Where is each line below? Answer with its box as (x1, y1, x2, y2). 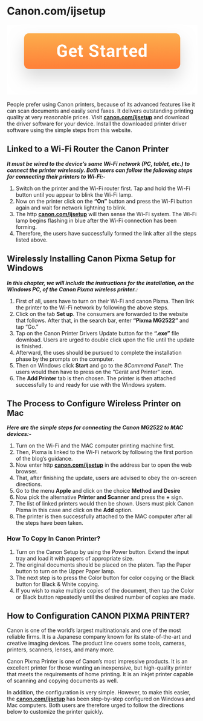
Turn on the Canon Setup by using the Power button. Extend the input (15, 548, 189, 555)
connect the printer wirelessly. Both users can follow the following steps (7, 166, 193, 174)
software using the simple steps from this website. (7, 126, 132, 134)
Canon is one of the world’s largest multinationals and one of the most (7, 627, 181, 634)
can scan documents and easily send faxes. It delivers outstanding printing (7, 107, 194, 114)
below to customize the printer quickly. (7, 708, 104, 716)
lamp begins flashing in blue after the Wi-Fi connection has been (15, 217, 177, 224)
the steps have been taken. (15, 519, 83, 527)
